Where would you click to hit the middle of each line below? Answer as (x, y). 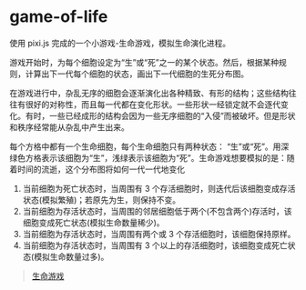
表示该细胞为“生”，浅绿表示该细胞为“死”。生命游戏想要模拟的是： (163, 157)
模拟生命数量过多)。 (71, 256)
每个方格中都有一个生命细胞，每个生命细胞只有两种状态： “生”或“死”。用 (145, 146)
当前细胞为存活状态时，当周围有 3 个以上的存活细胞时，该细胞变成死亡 (155, 245)
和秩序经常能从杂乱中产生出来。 (69, 127)
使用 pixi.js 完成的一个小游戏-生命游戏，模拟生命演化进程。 (120, 43)
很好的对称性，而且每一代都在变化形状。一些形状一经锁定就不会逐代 (153, 104)
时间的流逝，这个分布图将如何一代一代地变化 (101, 169)
